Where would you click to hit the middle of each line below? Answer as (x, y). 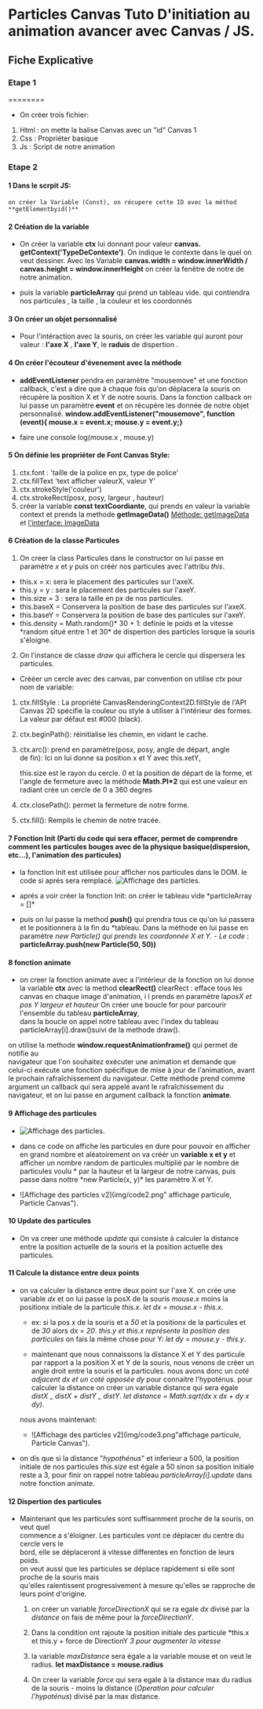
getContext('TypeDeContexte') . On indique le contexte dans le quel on (135, 252)
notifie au (24, 1053)
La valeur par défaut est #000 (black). (81, 719)
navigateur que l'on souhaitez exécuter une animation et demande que (122, 1062)
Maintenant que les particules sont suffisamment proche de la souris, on (136, 1519)
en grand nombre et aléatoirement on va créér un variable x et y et (127, 1154)
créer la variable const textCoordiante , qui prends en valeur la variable (135, 506)
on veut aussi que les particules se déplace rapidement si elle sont (127, 1569)
